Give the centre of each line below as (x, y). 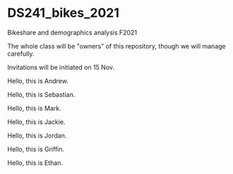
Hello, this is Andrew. (38, 81)
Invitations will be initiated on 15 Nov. (61, 67)
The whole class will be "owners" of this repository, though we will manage (116, 46)
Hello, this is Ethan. (35, 163)
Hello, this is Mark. (34, 108)
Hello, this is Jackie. (36, 122)
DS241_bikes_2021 (64, 13)
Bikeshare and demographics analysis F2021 (72, 32)
